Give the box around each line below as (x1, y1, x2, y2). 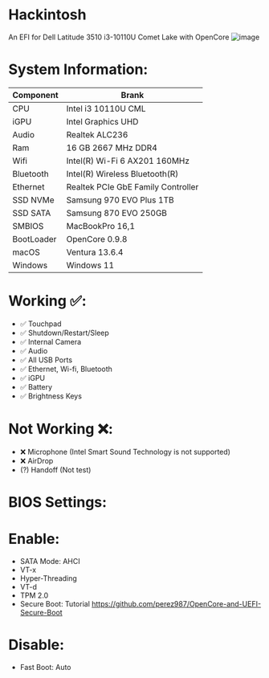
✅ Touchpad (19, 319, 62, 329)
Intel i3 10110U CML (66, 103, 146, 114)
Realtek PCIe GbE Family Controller (66, 181, 199, 192)
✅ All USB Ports (19, 355, 73, 365)
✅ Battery (19, 382, 53, 391)
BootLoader (12, 233, 57, 244)
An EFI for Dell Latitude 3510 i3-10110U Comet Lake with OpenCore (8, 32, 230, 42)
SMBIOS (12, 220, 44, 231)
